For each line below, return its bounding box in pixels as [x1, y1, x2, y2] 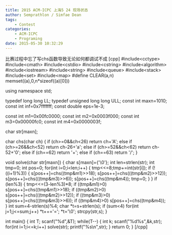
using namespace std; [5, 88, 52, 94]
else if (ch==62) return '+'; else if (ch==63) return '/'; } [22, 149, 138, 155]
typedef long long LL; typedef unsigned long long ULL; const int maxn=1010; [5, 97, 167, 104]
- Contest [14, 22, 36, 27]
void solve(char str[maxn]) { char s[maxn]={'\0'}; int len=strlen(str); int [5, 159, 155, 165]
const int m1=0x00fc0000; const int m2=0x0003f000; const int [5, 113, 140, 119]
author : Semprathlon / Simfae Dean [5, 12, 82, 17]
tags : [5, 17, 17, 22]
